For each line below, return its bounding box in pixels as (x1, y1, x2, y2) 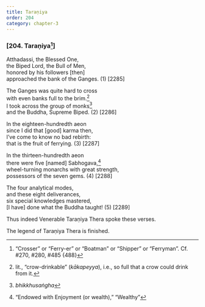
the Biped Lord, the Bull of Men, (6, 62, 87, 70)
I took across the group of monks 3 (6, 101, 93, 109)
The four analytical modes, (6, 184, 74, 191)
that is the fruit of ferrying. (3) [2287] (6, 140, 99, 147)
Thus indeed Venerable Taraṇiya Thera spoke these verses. (6, 215, 156, 223)
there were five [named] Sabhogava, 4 (6, 158, 101, 167)
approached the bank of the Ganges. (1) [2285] (6, 75, 125, 83)
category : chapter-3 (6, 20, 59, 26)
